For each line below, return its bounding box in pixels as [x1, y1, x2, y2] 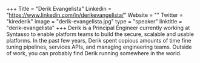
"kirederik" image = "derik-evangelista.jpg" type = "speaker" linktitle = [6, 18, 183, 25]
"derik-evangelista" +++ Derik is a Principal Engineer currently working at [6, 24, 190, 31]
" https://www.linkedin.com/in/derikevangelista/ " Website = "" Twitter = [6, 11, 184, 19]
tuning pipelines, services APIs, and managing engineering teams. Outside [6, 43, 192, 50]
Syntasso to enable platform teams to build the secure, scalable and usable [6, 31, 194, 38]
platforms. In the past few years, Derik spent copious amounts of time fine [6, 37, 192, 44]
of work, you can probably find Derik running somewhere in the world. [6, 50, 182, 56]
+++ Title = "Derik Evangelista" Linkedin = [6, 5, 112, 12]
